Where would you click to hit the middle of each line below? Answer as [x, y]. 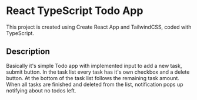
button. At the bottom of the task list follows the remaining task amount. [93, 78]
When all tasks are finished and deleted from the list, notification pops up [95, 84]
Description [28, 52]
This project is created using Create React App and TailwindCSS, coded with [99, 27]
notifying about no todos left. [41, 90]
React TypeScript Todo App [75, 11]
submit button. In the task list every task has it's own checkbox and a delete [98, 72]
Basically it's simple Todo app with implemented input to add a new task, [94, 65]
